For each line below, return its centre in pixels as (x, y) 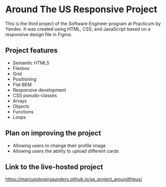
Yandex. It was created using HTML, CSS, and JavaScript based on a (78, 29)
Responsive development (39, 90)
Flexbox (21, 68)
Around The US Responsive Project (81, 9)
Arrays (20, 101)
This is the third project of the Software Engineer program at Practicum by (83, 24)
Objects (21, 106)
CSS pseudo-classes (35, 95)
